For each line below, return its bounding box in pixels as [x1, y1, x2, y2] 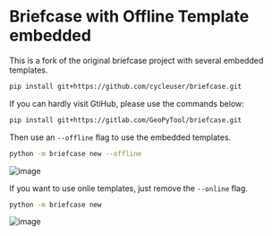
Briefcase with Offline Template [9, 6, 250, 27]
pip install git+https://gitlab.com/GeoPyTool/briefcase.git [9, 115, 242, 125]
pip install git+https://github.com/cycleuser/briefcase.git [9, 82, 242, 91]
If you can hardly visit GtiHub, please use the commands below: [9, 98, 244, 109]
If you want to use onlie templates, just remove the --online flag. [9, 182, 249, 194]
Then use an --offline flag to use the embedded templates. [9, 132, 232, 143]
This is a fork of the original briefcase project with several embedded [9, 55, 264, 66]
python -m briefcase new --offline [9, 149, 142, 158]
